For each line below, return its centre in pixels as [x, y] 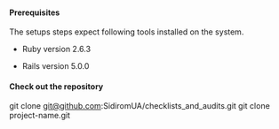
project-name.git [40, 116]
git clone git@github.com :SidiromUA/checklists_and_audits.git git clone [140, 106]
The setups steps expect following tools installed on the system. [127, 32]
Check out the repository [56, 86]
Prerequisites [35, 12]
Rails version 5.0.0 [56, 66]
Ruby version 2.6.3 [56, 49]
